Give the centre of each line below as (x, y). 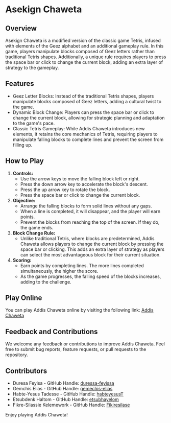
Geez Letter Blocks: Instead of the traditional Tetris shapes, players (83, 96)
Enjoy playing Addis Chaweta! (36, 415)
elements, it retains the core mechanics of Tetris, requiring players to (85, 134)
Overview (21, 28)
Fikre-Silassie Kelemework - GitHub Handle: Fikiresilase (71, 405)
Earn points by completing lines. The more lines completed (82, 265)
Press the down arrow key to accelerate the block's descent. (84, 184)
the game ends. (37, 227)
